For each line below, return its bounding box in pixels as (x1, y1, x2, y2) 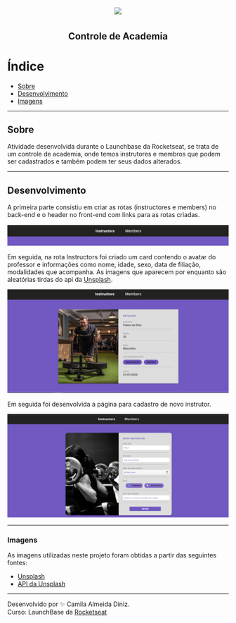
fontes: (7, 559, 28, 567)
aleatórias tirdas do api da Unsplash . (7, 275, 113, 283)
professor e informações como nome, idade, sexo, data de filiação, (7, 260, 202, 269)
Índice (7, 58, 44, 74)
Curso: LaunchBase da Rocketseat (7, 608, 107, 617)
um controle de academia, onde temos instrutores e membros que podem (7, 150, 221, 159)
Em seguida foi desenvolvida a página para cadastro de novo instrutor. (7, 400, 211, 409)
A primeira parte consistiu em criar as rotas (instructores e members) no (7, 203, 216, 211)
